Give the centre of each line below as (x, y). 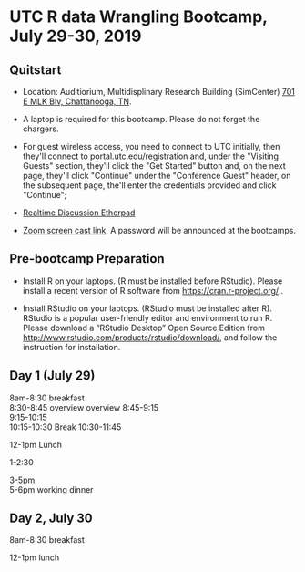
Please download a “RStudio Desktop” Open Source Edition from (144, 328)
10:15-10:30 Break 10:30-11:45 (66, 427)
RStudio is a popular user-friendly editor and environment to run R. (147, 317)
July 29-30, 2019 (76, 36)
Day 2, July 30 (51, 519)
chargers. (41, 129)
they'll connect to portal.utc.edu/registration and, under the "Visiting (151, 156)
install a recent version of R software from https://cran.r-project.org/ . (153, 290)
